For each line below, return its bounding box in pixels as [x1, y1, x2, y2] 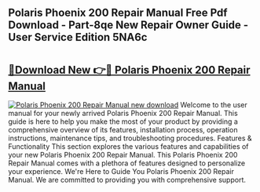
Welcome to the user [180, 100, 247, 109]
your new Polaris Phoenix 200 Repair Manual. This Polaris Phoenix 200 [8, 150, 238, 159]
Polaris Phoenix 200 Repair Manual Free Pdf [8, 6, 228, 20]
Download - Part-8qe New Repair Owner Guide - [8, 19, 249, 32]
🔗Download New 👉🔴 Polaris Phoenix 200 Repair [8, 63, 251, 77]
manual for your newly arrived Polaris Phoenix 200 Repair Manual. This [8, 109, 238, 118]
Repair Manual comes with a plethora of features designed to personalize [8, 158, 246, 168]
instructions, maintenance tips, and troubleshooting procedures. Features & [8, 133, 253, 143]
